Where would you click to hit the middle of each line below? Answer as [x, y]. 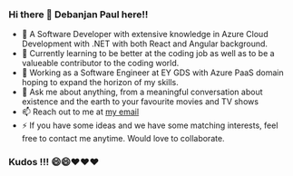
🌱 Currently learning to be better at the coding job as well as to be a [148, 54]
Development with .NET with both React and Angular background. [145, 44]
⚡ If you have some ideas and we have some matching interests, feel [150, 125]
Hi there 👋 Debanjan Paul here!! [78, 15]
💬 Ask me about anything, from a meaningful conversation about [142, 92]
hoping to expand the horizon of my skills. [100, 83]
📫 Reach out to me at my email [80, 112]
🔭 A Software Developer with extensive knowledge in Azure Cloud [145, 34]
